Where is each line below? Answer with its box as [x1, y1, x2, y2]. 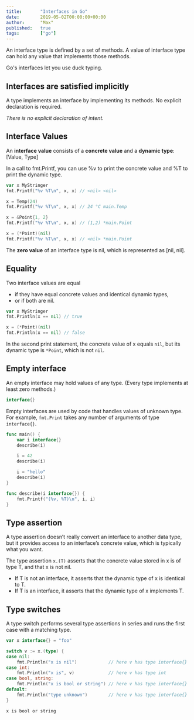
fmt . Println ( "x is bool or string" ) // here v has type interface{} [16, 681, 188, 687]
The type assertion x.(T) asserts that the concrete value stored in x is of [6, 557, 181, 564]
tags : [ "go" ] [6, 31, 57, 36]
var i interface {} [16, 437, 62, 443]
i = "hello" [16, 469, 46, 475]
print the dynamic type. [6, 171, 63, 178]
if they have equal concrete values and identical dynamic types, [14, 290, 169, 297]
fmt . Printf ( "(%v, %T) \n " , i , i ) [16, 496, 96, 502]
